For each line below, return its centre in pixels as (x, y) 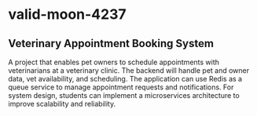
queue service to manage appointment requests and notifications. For (121, 87)
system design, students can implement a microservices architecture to (124, 95)
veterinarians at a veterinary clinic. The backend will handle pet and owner (129, 71)
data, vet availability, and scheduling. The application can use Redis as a (125, 79)
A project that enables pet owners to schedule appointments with (114, 62)
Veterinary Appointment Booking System (111, 43)
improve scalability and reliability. (62, 104)
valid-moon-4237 (68, 14)
